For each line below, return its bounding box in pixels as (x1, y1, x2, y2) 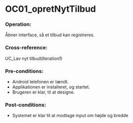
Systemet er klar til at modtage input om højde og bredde (12, 113, 129, 119)
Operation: (5, 21, 32, 28)
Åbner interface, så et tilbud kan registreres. (5, 32, 95, 38)
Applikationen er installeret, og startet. (12, 84, 90, 90)
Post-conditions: (5, 101, 46, 108)
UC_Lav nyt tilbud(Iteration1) (5, 55, 63, 61)
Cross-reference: (5, 44, 48, 51)
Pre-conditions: (5, 68, 44, 74)
